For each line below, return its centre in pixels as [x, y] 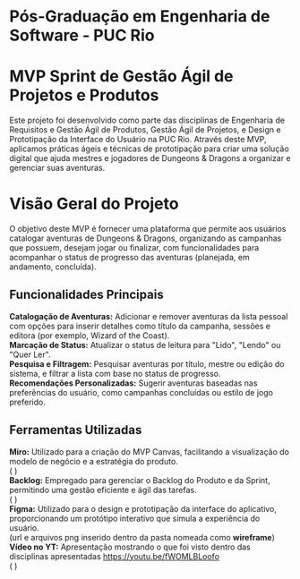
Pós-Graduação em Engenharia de [140, 17]
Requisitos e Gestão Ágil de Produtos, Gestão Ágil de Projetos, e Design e [145, 130]
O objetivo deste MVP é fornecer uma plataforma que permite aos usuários [148, 229]
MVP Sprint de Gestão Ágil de [122, 77]
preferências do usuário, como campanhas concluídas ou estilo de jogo [141, 392]
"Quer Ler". [30, 354]
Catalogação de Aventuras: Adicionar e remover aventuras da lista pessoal [149, 316]
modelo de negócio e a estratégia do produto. [94, 461]
